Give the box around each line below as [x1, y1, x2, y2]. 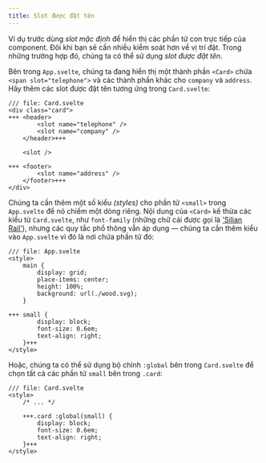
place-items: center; [37, 275, 110, 284]
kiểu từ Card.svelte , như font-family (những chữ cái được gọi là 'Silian [8, 215, 243, 224]
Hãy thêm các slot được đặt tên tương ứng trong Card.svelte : [8, 84, 211, 93]
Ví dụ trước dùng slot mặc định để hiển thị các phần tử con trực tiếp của [8, 34, 247, 43]
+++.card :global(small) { [22, 412, 113, 420]
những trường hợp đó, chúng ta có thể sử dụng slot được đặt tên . [8, 51, 223, 60]
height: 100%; [37, 282, 84, 290]
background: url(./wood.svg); [37, 289, 138, 297]
